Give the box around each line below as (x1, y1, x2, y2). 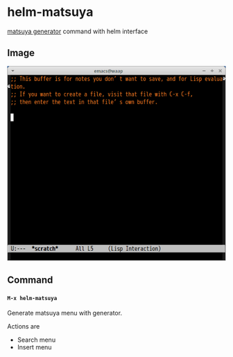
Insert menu (17, 343, 52, 351)
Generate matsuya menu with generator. (7, 309, 123, 317)
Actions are (7, 322, 40, 331)
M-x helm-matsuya (7, 295, 58, 302)
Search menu (17, 336, 56, 344)
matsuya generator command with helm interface (7, 27, 148, 35)
